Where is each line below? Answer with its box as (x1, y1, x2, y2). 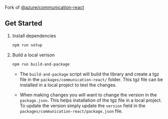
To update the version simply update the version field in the (19, 102, 146, 109)
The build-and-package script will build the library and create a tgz (19, 71, 159, 77)
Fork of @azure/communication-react (5, 5, 85, 10)
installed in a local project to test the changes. (19, 82, 117, 88)
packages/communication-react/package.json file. (19, 108, 123, 114)
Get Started (5, 19, 42, 28)
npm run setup (12, 42, 42, 47)
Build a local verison (12, 52, 55, 58)
